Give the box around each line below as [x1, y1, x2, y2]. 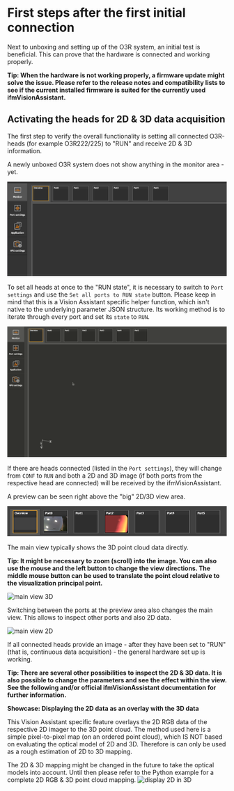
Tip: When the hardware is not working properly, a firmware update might [7, 71, 225, 79]
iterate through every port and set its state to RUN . [7, 312, 150, 321]
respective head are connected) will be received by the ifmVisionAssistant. [7, 479, 221, 487]
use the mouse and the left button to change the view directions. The [7, 564, 211, 572]
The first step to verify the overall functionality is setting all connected [7, 132, 208, 140]
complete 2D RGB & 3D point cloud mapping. [7, 775, 136, 784]
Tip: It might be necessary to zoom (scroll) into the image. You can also [7, 556, 217, 565]
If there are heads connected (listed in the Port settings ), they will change [7, 464, 222, 473]
